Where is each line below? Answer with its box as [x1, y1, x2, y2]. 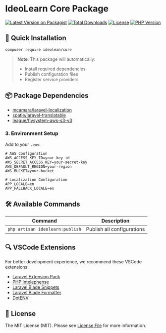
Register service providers [24, 76, 79, 82]
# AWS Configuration [5, 151, 48, 156]
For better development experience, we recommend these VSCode [5, 259, 142, 265]
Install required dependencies [24, 66, 86, 72]
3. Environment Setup [5, 130, 58, 137]
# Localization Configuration [5, 177, 68, 182]
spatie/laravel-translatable [12, 112, 66, 118]
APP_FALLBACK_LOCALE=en [5, 186, 55, 191]
